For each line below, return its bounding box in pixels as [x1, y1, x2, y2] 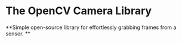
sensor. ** [5, 30, 31, 37]
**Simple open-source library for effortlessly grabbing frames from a [5, 24, 177, 31]
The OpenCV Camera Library [5, 4, 152, 18]
